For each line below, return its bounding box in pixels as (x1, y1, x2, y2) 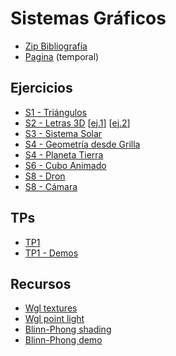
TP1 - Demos (24, 247, 79, 259)
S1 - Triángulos (24, 106, 88, 118)
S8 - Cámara (24, 180, 78, 192)
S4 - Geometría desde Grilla (24, 138, 141, 150)
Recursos (10, 275, 72, 292)
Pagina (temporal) (24, 50, 100, 62)
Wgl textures (24, 302, 78, 314)
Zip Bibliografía (24, 40, 88, 52)
